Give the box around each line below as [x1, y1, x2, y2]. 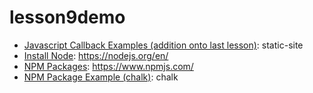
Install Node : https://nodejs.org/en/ [23, 49, 169, 61]
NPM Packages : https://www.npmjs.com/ [23, 60, 194, 72]
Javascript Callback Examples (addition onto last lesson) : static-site [23, 39, 304, 51]
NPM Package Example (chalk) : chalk [23, 71, 179, 83]
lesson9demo [9, 6, 126, 29]
